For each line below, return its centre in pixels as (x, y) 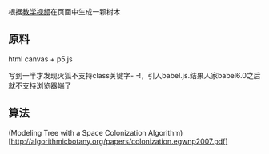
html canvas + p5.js (41, 59)
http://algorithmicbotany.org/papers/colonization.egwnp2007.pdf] (119, 141)
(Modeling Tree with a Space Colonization (77, 132)
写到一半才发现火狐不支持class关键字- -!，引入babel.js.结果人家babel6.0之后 (134, 75)
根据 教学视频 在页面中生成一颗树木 (64, 12)
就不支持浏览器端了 (40, 85)
